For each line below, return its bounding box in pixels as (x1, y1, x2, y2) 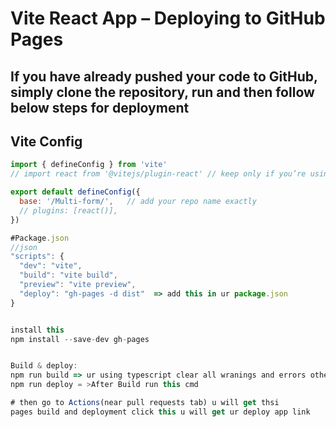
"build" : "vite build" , (19, 270, 118, 281)
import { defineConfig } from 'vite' (10, 160, 168, 170)
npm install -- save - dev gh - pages (10, 334, 150, 344)
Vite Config (10, 133, 83, 150)
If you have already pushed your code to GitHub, (10, 68, 318, 85)
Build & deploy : (10, 361, 78, 371)
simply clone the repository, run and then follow (10, 83, 315, 101)
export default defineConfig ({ (10, 187, 141, 197)
